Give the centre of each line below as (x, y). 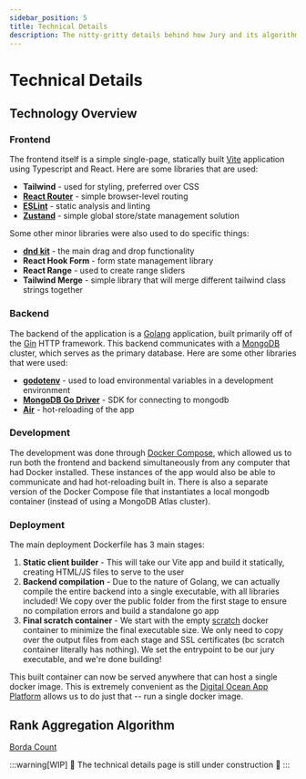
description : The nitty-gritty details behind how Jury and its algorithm (154, 35)
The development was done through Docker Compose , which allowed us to (151, 452)
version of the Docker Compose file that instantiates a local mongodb (140, 491)
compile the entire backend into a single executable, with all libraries (151, 592)
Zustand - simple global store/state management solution (131, 216)
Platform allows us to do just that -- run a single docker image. (127, 696)
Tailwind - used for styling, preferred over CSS (111, 187)
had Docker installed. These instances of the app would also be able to (143, 472)
